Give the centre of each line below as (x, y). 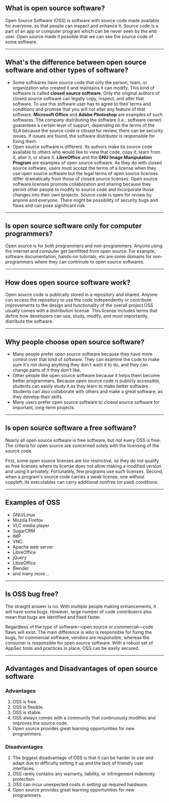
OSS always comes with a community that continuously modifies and (84, 718)
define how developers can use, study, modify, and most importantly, (77, 316)
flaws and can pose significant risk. (49, 205)
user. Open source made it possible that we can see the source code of (79, 36)
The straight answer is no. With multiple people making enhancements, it (81, 606)
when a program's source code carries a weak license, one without (75, 477)
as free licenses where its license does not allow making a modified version (83, 466)
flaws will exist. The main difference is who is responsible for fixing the (78, 632)
